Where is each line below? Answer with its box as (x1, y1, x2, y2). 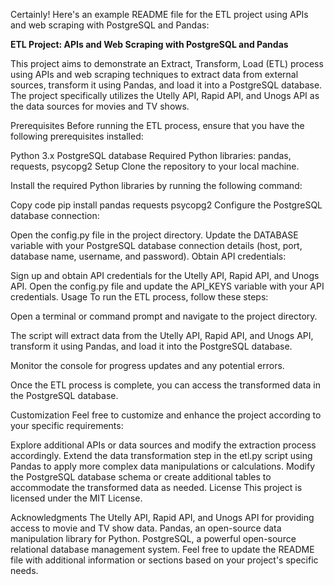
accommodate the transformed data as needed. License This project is (10, 482, 303, 493)
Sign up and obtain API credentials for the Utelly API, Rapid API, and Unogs (10, 270, 320, 281)
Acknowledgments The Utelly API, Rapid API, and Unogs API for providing (10, 512, 315, 523)
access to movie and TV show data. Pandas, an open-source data (10, 522, 282, 534)
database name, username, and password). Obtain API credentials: (10, 250, 287, 262)
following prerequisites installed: (10, 130, 144, 142)
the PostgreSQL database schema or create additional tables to (10, 471, 272, 483)
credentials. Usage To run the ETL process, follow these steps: (10, 291, 269, 303)
